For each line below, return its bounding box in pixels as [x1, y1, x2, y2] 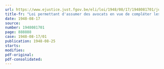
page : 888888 [5, 30, 32, 34]
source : [5, 20, 21, 26]
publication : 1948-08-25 [5, 39, 56, 44]
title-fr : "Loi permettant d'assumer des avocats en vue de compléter [5, 12, 152, 17]
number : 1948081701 [5, 25, 45, 30]
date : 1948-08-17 [5, 16, 41, 21]
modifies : [5, 48, 25, 52]
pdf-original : [5, 52, 34, 57]
